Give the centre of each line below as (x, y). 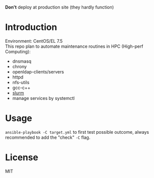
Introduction (31, 27)
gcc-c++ (21, 88)
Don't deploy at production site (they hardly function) (59, 7)
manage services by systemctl (44, 98)
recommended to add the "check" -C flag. (48, 137)
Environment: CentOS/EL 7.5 (34, 41)
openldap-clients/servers (38, 72)
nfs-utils (21, 82)
